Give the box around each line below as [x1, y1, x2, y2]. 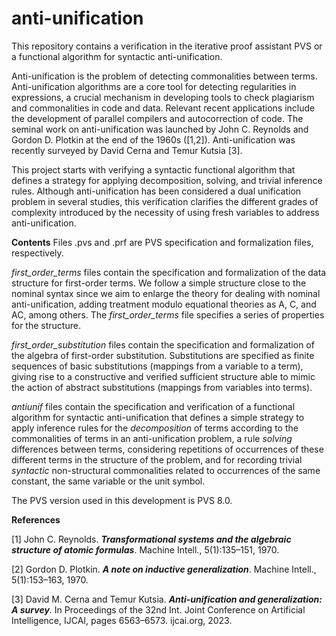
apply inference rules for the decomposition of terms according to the [11, 422, 299, 434]
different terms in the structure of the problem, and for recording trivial [11, 453, 303, 466]
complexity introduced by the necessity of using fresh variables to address [11, 206, 320, 218]
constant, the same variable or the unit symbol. [11, 475, 206, 487]
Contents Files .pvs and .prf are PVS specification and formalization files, [11, 236, 314, 248]
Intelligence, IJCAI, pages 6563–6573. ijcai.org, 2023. [11, 614, 233, 626]
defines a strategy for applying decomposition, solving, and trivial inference [11, 174, 323, 186]
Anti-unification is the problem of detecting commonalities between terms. [11, 70, 318, 82]
